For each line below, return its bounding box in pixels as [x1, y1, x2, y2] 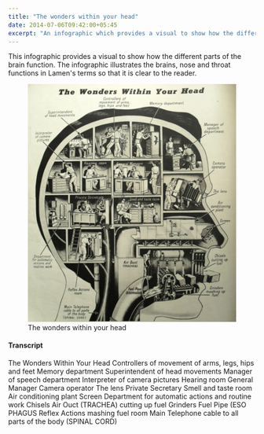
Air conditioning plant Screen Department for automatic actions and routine [8, 392, 252, 401]
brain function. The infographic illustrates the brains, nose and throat [8, 60, 231, 70]
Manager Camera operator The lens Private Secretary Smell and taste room [8, 384, 253, 393]
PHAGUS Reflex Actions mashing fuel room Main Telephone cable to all [8, 409, 239, 418]
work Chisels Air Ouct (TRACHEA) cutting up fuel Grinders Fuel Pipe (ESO [8, 400, 247, 410]
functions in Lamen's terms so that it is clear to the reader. [8, 68, 197, 78]
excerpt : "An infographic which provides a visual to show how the [8, 29, 234, 37]
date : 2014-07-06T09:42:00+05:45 [8, 20, 118, 29]
